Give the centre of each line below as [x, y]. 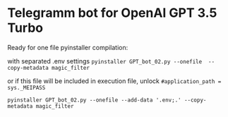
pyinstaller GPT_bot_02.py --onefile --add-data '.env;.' [94, 100]
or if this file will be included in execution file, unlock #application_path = [114, 81]
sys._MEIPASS [26, 87]
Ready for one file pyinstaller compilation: [68, 47]
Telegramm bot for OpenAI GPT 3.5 [112, 13]
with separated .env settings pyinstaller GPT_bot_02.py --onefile [105, 61]
